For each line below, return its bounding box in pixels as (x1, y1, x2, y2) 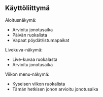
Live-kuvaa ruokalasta (12, 56, 58, 62)
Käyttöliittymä (5, 4, 50, 12)
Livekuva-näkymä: (5, 47, 43, 52)
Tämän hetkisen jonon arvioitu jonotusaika (12, 86, 99, 92)
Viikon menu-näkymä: (5, 71, 50, 77)
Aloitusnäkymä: (5, 17, 36, 23)
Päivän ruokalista (12, 32, 48, 38)
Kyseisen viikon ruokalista (12, 81, 66, 87)
